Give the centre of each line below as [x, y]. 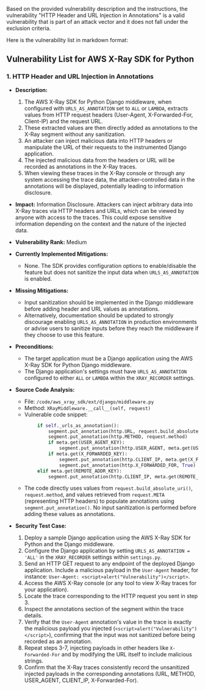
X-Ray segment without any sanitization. [75, 134]
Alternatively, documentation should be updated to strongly [99, 315]
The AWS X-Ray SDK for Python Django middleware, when [98, 102]
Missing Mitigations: [42, 290]
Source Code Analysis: [45, 389]
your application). [46, 590]
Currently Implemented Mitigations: [62, 254]
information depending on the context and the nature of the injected [100, 224]
